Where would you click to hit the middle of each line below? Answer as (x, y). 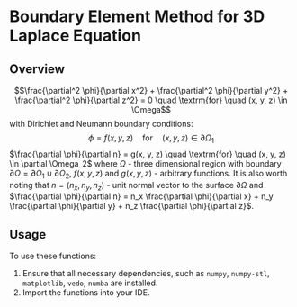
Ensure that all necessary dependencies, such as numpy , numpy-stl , (146, 274)
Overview (37, 69)
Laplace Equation (76, 36)
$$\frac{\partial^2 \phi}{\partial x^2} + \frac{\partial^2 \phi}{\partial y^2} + (151, 90)
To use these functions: (53, 256)
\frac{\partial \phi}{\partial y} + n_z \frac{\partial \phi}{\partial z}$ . (132, 206)
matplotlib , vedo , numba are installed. (90, 283)
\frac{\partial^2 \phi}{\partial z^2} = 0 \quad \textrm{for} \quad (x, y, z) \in (151, 100)
